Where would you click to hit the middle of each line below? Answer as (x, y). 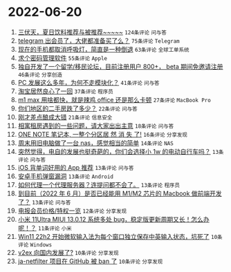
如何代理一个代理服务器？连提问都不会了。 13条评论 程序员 (99, 184)
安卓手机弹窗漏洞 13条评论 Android (65, 176)
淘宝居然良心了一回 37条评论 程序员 (65, 91)
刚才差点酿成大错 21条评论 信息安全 (65, 117)
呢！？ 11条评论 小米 (45, 228)
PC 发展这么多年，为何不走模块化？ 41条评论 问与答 (89, 82)
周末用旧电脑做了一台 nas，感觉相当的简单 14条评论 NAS (95, 143)
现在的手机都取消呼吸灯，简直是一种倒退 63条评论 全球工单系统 (103, 49)
